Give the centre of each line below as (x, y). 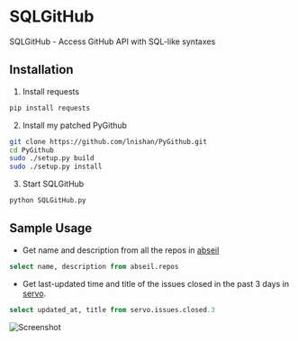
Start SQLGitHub (53, 184)
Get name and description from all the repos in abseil (121, 250)
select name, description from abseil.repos (94, 266)
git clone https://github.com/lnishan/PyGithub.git (108, 141)
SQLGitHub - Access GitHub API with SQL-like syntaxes (113, 41)
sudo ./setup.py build (52, 158)
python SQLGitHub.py (48, 201)
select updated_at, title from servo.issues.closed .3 (113, 310)
